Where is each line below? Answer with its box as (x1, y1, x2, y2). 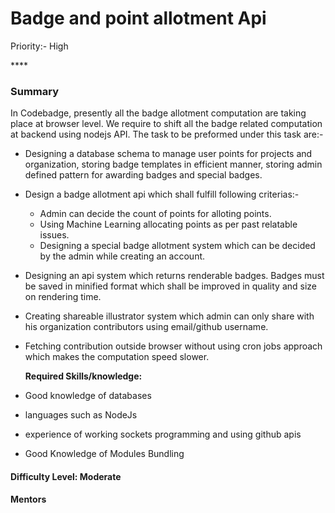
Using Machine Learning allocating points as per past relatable (39, 218, 298, 231)
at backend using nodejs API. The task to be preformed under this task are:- (10, 128, 324, 141)
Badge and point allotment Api (10, 7, 267, 30)
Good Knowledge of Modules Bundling (24, 448, 185, 460)
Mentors (10, 493, 47, 506)
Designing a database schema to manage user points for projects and (24, 148, 313, 160)
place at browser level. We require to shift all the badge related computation (10, 118, 323, 130)
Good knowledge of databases (24, 390, 152, 402)
